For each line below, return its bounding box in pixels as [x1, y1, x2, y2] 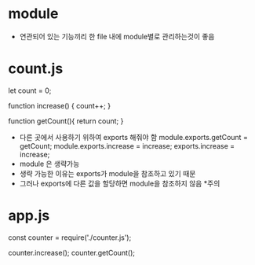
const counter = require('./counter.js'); [8, 233, 132, 242]
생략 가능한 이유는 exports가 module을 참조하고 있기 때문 [19, 168, 196, 178]
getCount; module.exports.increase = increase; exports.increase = [19, 141, 235, 150]
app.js [8, 207, 50, 225]
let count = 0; [8, 86, 52, 95]
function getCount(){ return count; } [8, 116, 124, 126]
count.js [8, 60, 64, 78]
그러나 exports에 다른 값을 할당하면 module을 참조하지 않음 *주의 [19, 179, 220, 188]
